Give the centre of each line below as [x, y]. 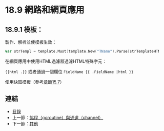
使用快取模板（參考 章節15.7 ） [35, 82]
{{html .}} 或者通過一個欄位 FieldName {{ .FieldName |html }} [69, 72]
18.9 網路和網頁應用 [45, 10]
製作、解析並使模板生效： [31, 42]
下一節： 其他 [25, 123]
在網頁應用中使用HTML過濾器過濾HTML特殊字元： [56, 61]
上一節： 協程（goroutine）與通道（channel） [58, 117]
